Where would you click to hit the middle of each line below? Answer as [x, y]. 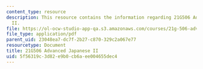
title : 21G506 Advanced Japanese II [52, 51]
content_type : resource [36, 12]
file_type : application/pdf [42, 34]
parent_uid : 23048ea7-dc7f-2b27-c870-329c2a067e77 [71, 40]
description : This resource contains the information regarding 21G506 [98, 17]
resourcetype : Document [36, 46]
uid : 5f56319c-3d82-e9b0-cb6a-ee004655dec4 [62, 56]
